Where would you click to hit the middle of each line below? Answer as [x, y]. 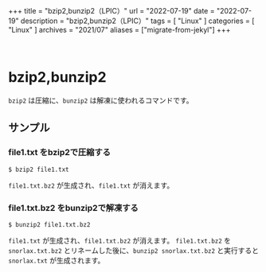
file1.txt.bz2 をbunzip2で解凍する [74, 208]
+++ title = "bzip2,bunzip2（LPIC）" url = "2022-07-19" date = [111, 11]
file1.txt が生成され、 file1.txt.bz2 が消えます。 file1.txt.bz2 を [120, 240]
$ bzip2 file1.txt [39, 169]
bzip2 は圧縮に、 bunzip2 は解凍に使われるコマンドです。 [101, 100]
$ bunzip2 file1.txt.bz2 [49, 224]
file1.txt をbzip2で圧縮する [60, 153]
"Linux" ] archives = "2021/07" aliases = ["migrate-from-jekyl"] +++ [119, 30]
